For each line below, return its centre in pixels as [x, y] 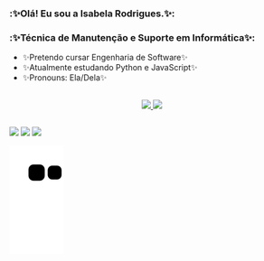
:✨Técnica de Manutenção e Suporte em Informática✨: [132, 37]
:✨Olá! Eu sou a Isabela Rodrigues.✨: [92, 14]
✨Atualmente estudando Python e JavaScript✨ [110, 68]
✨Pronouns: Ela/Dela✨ [65, 78]
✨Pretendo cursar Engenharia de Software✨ [105, 58]
